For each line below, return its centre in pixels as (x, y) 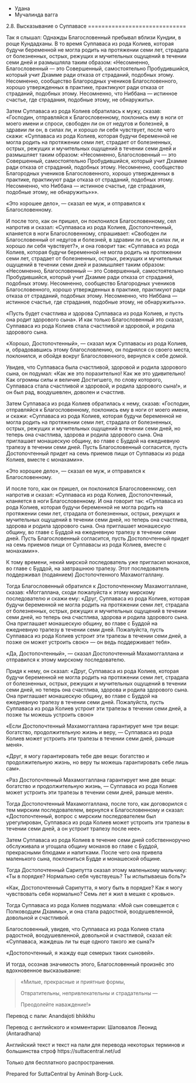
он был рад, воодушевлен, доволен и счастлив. (66, 392)
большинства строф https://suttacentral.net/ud (63, 1051)
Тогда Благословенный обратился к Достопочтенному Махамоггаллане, (97, 586)
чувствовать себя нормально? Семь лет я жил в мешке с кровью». (91, 894)
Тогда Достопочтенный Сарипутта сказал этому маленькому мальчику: (97, 870)
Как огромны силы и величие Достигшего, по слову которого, (84, 380)
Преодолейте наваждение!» (56, 1004)
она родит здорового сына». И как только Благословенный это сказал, (95, 320)
